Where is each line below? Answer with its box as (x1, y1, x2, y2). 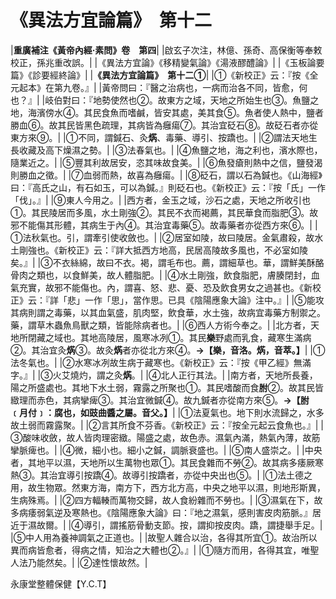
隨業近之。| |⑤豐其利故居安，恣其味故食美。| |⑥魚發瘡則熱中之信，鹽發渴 (10, 156, 323, 168)
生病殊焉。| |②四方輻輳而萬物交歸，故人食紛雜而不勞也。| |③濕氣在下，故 (10, 494, 323, 506)
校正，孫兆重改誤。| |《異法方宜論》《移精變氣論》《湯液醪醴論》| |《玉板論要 (10, 56, 325, 68)
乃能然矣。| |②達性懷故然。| (27, 556, 148, 568)
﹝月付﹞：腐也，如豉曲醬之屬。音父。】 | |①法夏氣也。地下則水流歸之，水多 (10, 406, 325, 418)
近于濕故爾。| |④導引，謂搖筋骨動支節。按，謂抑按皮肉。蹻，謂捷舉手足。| (10, 519, 323, 531)
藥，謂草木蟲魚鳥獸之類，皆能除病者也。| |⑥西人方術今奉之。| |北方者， (10, 319, 311, 331)
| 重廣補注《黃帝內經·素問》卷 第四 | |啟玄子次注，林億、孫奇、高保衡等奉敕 (10, 44, 323, 56)
